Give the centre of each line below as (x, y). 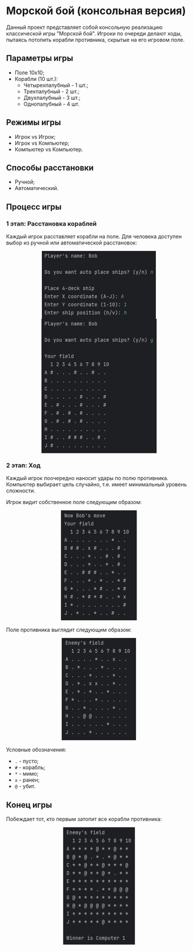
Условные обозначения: (36, 750)
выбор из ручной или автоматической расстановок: (71, 243)
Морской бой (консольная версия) (96, 11)
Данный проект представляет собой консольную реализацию (84, 27)
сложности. (21, 491)
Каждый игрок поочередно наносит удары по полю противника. (87, 478)
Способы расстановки (50, 167)
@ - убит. (25, 786)
